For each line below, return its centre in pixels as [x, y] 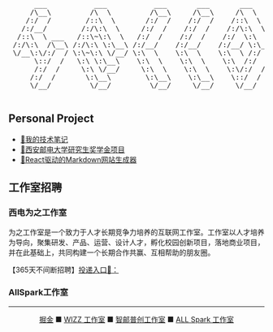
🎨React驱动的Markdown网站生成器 [78, 159]
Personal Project [51, 119]
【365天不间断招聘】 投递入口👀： [64, 269]
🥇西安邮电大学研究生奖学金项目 [72, 149]
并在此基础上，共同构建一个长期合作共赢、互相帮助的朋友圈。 [112, 252]
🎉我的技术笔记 [44, 139]
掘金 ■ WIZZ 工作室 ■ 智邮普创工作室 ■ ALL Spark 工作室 [136, 319]
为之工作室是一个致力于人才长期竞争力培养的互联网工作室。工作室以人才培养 [136, 232]
